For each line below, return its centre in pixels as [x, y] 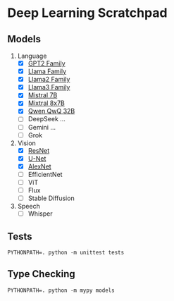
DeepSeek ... [46, 119]
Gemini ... [42, 127]
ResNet [39, 150]
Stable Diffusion [51, 198]
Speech [29, 207]
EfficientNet [45, 174]
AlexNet [39, 166]
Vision [27, 143]
